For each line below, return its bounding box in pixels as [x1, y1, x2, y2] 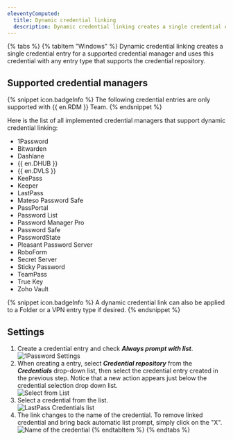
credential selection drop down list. [17, 382, 118, 389]
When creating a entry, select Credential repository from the [17, 359, 193, 367]
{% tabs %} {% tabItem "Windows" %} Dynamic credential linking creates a [7, 42, 223, 51]
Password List [17, 211, 58, 220]
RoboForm [17, 248, 47, 256]
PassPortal [17, 204, 49, 212]
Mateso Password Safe [17, 196, 84, 205]
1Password [17, 137, 49, 146]
